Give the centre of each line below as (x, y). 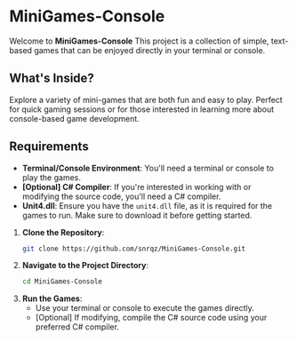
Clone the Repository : (63, 232)
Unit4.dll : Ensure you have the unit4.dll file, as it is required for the (147, 205)
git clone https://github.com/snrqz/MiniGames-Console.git (134, 249)
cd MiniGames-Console (62, 282)
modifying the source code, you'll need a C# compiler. (121, 196)
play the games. (52, 177)
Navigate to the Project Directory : (85, 266)
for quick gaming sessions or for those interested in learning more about (142, 109)
